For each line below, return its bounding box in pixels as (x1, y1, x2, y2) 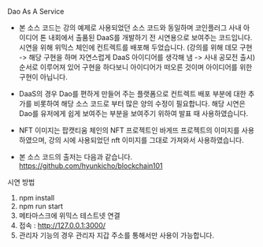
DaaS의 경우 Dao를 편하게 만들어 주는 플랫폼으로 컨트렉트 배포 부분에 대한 (18, 89, 246, 98)
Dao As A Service (7, 7, 65, 16)
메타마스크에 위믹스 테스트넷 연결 (18, 211, 120, 220)
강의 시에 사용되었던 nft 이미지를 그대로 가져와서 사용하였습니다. (48, 136, 245, 144)
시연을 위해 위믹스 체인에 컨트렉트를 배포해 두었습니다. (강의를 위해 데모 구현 (18, 43, 253, 52)
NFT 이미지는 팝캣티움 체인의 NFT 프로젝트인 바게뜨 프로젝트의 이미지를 (18, 125, 240, 135)
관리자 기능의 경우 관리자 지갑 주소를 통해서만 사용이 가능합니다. (18, 230, 214, 240)
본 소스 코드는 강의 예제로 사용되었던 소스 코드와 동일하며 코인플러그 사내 (18, 23, 242, 32)
